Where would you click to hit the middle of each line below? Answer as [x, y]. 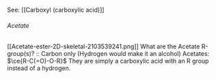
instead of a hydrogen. [39, 68]
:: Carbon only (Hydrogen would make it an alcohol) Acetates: [123, 54]
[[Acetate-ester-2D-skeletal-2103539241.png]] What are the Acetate [104, 46]
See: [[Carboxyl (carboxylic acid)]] [56, 10]
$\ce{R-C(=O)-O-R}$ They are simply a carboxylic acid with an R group [108, 61]
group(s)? [21, 54]
